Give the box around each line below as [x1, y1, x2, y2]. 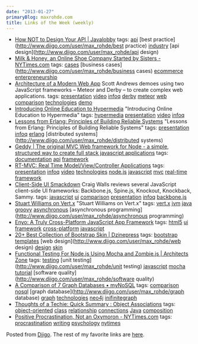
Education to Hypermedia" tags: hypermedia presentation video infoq [14, 112, 185, 119]
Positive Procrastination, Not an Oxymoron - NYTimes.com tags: [14, 313, 173, 320]
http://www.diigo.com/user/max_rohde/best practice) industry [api [17, 42, 180, 49]
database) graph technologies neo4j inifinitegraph [14, 294, 138, 301]
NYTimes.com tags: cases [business [14, 61, 105, 68]
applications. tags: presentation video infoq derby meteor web [14, 93, 167, 100]
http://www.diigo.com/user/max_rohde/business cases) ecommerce [17, 68, 184, 75]
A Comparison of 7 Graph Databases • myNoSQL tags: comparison [14, 282, 180, 289]
